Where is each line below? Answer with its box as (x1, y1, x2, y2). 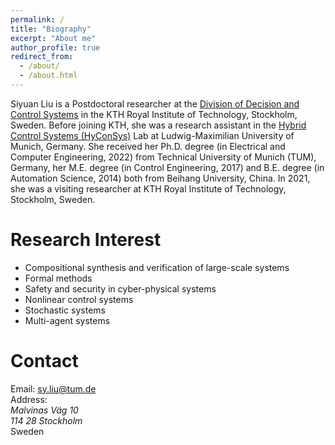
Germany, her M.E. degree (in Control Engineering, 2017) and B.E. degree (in (10, 161, 325, 173)
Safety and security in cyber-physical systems (24, 282, 217, 295)
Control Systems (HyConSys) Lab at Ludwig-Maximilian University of (10, 129, 295, 141)
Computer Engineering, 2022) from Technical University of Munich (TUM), (10, 151, 317, 163)
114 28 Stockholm (10, 414, 83, 426)
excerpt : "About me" (10, 33, 97, 43)
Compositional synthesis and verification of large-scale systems (24, 261, 290, 273)
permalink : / (10, 14, 65, 25)
